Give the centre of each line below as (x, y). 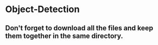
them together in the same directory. (64, 36)
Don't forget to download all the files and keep (79, 28)
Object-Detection (42, 9)
